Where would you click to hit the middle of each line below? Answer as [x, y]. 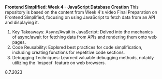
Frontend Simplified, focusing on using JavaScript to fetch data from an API [80, 17]
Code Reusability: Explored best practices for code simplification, [77, 47]
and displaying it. [22, 22]
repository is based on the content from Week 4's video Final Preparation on [81, 12]
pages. [19, 42]
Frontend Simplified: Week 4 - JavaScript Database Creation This [72, 7]
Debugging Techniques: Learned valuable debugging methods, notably [83, 57]
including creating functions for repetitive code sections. [68, 52]
